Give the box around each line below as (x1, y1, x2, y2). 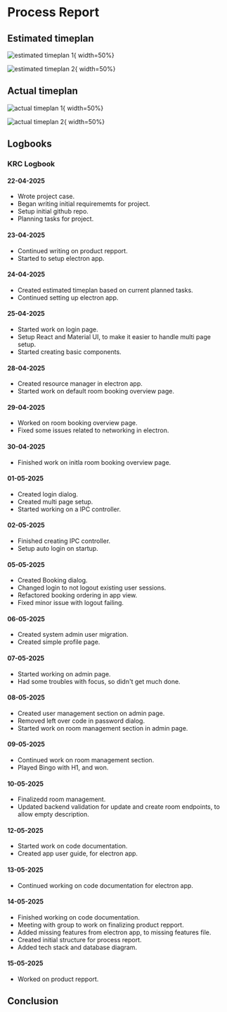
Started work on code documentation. (17, 842, 128, 851)
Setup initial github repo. (17, 207, 89, 216)
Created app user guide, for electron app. (17, 849, 138, 858)
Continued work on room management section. (17, 755, 155, 764)
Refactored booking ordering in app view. (17, 591, 138, 599)
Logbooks (7, 138, 52, 150)
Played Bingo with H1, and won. (17, 763, 109, 772)
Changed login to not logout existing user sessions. (17, 583, 167, 592)
